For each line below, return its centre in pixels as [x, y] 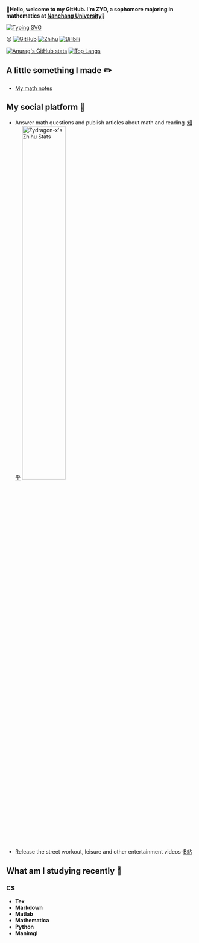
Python [24, 927]
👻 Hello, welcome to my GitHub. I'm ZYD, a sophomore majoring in [90, 9]
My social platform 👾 [46, 107]
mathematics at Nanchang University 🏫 [56, 16]
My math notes [33, 88]
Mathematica [32, 921]
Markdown [29, 908]
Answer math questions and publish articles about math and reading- [101, 122]
